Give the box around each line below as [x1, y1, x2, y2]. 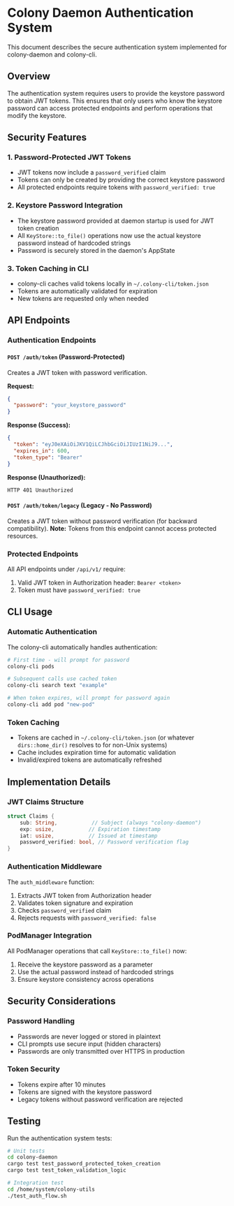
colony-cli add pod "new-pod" [7, 701, 96, 708]
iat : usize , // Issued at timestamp [20, 832, 158, 839]
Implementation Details [7, 776, 111, 788]
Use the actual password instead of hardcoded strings [17, 967, 175, 976]
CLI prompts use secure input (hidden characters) [17, 1039, 161, 1048]
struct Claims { [7, 812, 54, 820]
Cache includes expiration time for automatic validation [17, 749, 177, 757]
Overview [7, 71, 51, 82]
